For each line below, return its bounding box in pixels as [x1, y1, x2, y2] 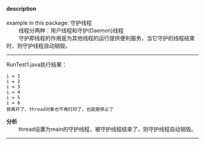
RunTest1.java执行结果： [6, 61, 68, 69]
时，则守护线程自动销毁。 [6, 42, 71, 50]
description [6, 5, 37, 12]
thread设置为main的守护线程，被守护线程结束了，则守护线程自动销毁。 [18, 125, 197, 133]
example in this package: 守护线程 [6, 19, 92, 27]
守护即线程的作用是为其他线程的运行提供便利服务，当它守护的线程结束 [18, 34, 195, 42]
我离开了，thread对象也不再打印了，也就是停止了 [6, 106, 114, 113]
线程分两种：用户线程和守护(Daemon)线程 [18, 27, 124, 34]
